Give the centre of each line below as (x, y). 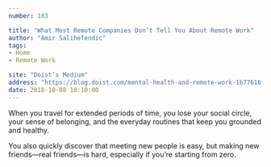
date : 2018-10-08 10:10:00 (54, 90)
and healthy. (29, 130)
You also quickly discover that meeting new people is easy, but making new (134, 145)
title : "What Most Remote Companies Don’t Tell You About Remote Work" (131, 30)
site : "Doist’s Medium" (48, 75)
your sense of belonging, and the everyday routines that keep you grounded (135, 121)
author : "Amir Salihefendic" (57, 38)
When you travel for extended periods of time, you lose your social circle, (130, 113)
